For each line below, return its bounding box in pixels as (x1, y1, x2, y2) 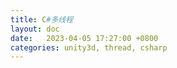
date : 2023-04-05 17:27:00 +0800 (10, 33, 159, 43)
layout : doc (10, 24, 60, 34)
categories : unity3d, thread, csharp (10, 42, 168, 53)
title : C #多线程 (10, 14, 74, 25)
